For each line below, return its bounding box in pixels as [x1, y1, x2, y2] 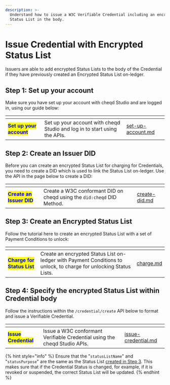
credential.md [124, 337, 157, 344]
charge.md [136, 260, 162, 267]
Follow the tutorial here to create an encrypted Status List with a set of [5, 231, 152, 237]
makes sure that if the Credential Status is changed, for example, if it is [5, 364, 153, 370]
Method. [43, 200, 63, 207]
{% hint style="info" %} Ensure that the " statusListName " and [5, 353, 133, 359]
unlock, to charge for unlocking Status [40, 263, 131, 270]
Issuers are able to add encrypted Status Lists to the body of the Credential [5, 66, 162, 72]
